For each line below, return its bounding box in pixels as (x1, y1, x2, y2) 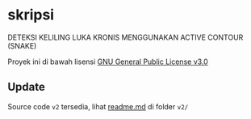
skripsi (7, 6, 54, 24)
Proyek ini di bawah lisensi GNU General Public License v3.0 (7, 57, 209, 66)
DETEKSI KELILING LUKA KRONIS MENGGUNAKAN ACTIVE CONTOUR (7, 32, 244, 42)
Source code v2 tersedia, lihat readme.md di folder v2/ (7, 101, 189, 111)
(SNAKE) (7, 40, 37, 50)
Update (7, 80, 46, 94)
